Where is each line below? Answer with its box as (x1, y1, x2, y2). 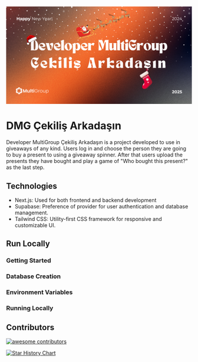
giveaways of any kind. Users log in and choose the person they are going (6, 145, 187, 152)
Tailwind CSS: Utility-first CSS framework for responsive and (14, 216, 162, 223)
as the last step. (6, 164, 45, 171)
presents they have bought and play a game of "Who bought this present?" (6, 158, 189, 165)
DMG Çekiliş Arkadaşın (6, 119, 122, 133)
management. (14, 209, 49, 216)
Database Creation (6, 272, 61, 281)
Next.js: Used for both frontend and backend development (14, 197, 157, 204)
